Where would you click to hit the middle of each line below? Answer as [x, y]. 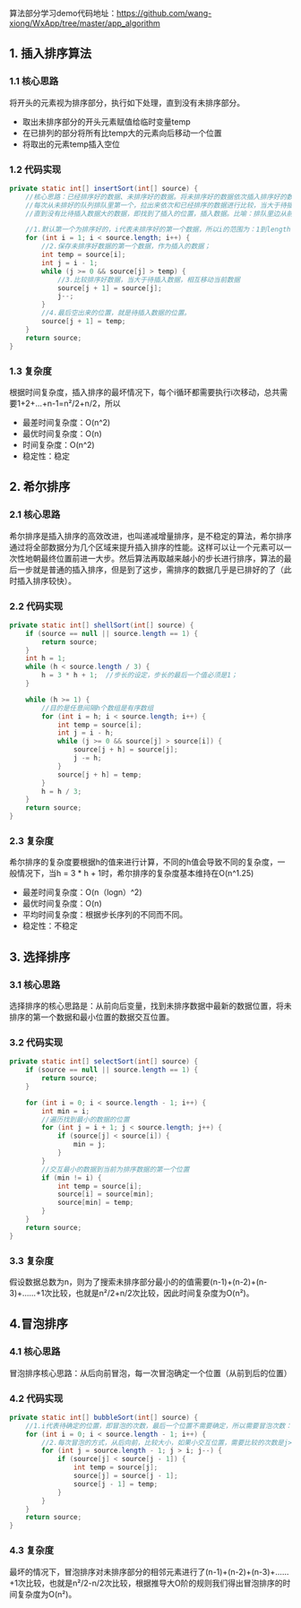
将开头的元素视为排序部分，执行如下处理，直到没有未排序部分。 [127, 102]
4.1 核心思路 [35, 1352]
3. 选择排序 [40, 957]
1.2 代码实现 [35, 169]
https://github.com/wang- [164, 13]
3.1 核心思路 [35, 985]
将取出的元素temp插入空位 [71, 144]
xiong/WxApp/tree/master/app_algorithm [85, 23]
